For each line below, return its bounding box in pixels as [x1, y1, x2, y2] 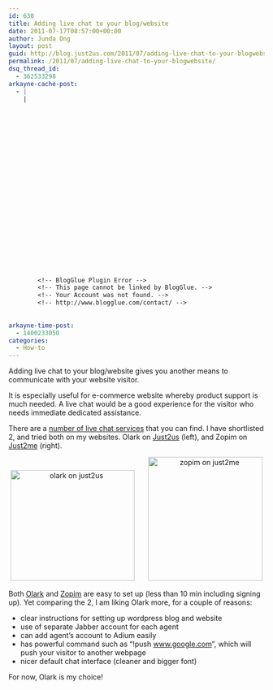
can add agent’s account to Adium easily [19, 631, 157, 640]
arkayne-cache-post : [8, 80, 79, 88]
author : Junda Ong [8, 34, 71, 43]
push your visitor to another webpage [19, 648, 146, 658]
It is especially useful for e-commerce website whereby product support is [8, 390, 258, 400]
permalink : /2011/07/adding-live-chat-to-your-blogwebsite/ [8, 58, 217, 66]
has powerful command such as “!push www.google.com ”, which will [19, 639, 252, 649]
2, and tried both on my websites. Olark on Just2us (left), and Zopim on [8, 432, 248, 442]
